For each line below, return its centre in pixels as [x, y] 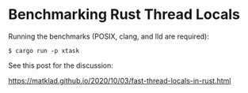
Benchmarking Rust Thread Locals [124, 15]
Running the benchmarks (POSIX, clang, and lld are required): [109, 36]
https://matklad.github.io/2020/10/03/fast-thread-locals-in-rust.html [120, 80]
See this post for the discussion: [61, 65]
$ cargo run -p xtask [44, 50]
